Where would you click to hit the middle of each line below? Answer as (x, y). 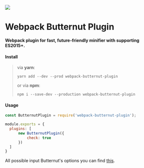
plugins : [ (21, 129)
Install (11, 56)
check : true (39, 138)
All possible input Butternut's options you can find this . (60, 161)
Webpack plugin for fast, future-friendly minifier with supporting (72, 40)
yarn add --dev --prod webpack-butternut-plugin (67, 76)
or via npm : (29, 86)
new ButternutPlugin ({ (41, 133)
